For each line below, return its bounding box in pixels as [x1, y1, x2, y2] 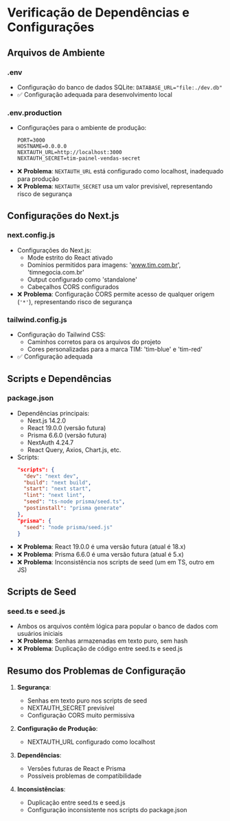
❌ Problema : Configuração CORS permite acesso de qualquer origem [16, 290, 215, 298]
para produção [16, 175, 60, 183]
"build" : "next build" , [23, 479, 91, 486]
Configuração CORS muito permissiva [27, 711, 135, 719]
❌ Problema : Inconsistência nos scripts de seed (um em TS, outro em [16, 558, 215, 566]
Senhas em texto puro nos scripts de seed [27, 696, 148, 705]
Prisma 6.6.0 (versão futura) [27, 431, 107, 439]
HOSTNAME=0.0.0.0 [16, 143, 67, 150]
